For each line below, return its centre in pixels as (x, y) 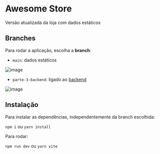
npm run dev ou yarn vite (31, 146)
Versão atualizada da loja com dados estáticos (53, 22)
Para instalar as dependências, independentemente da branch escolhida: (80, 117)
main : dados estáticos (34, 60)
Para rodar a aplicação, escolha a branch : (48, 50)
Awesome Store (39, 9)
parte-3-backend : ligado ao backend (49, 79)
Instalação (22, 105)
